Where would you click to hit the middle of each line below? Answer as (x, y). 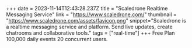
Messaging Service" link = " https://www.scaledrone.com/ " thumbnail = (91, 14)
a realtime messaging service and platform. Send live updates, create (90, 27)
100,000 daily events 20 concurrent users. (57, 39)
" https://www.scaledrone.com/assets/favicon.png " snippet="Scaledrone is (96, 21)
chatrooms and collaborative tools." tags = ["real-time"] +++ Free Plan (90, 33)
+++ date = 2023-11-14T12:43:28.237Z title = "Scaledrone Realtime (87, 8)
